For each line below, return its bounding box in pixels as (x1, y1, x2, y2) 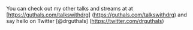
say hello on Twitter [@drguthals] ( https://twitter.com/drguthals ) (6, 18, 164, 24)
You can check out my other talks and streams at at (6, 5, 134, 12)
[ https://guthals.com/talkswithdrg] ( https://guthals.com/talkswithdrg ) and (6, 11, 188, 18)
